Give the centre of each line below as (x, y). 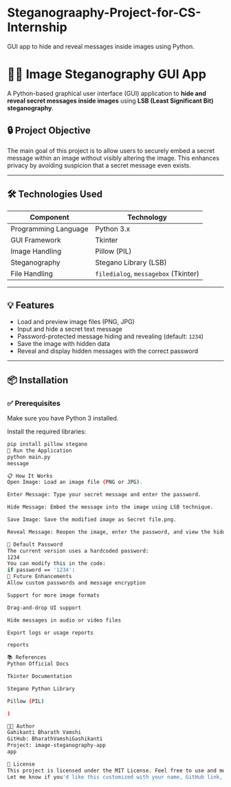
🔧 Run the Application (40, 450)
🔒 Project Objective (49, 131)
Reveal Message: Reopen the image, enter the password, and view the (109, 532)
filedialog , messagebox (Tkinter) (147, 274)
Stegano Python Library (41, 688)
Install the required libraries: (47, 431)
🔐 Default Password (35, 544)
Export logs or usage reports (51, 633)
